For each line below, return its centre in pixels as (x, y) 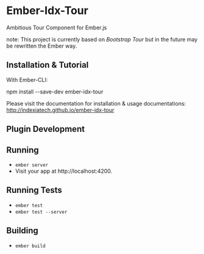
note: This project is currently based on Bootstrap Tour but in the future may (102, 39)
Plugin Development (46, 129)
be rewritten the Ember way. (42, 46)
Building (22, 230)
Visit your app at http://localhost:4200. (64, 171)
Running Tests (34, 190)
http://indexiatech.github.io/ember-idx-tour (60, 110)
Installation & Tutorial (47, 65)
